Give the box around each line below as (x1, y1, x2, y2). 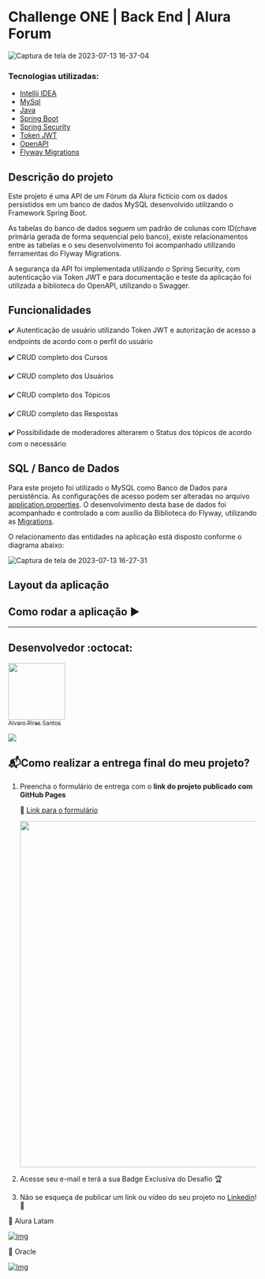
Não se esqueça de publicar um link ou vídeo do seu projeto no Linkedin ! (19, 1192, 257, 1201)
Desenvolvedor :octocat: (8, 641, 133, 655)
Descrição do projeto (8, 170, 114, 184)
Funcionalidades (8, 304, 92, 317)
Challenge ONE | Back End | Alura (8, 8, 231, 26)
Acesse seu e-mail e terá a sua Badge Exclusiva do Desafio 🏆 (19, 1174, 222, 1183)
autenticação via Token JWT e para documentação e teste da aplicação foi (8, 273, 252, 282)
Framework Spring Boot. (8, 208, 88, 218)
